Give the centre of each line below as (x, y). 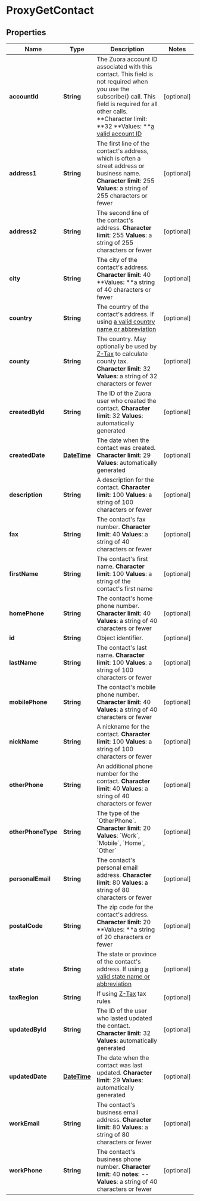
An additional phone (125, 766)
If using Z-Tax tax (121, 994)
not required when (122, 81)
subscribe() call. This (126, 96)
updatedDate (28, 1076)
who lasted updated (124, 1018)
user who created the (126, 401)
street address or (121, 166)
